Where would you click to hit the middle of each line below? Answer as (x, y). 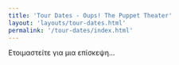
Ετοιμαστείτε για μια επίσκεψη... (62, 53)
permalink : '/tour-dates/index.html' (71, 30)
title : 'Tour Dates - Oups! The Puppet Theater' (90, 15)
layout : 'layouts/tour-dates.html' (67, 23)
